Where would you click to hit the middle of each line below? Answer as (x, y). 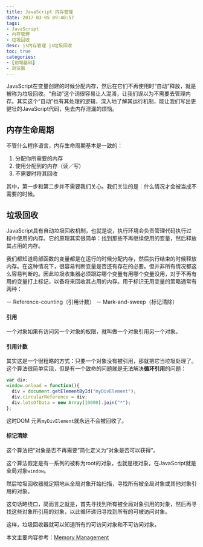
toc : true (19, 51)
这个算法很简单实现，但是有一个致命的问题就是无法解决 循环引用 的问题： (96, 369)
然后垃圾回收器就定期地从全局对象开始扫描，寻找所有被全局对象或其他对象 (99, 483)
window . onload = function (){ (43, 386)
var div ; (17, 380)
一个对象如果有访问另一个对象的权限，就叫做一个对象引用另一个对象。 (94, 331)
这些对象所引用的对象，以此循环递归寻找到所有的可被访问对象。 (91, 511)
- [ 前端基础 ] (21, 62)
